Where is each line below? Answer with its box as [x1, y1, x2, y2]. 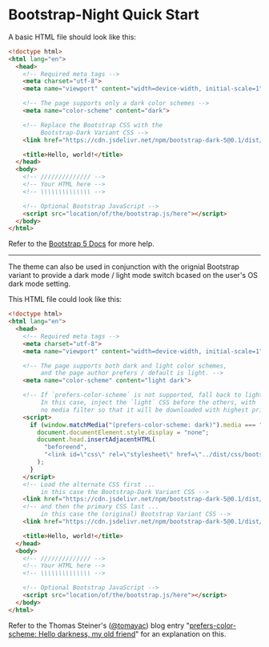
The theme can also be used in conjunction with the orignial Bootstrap [8, 262, 240, 271]
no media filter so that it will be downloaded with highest [40, 406, 249, 414]
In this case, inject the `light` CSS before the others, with [40, 399, 256, 407]
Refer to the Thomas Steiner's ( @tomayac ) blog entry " [8, 621, 190, 630]
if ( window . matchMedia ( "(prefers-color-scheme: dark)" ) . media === [29, 420, 256, 429]
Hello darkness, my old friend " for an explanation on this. [38, 629, 227, 638]
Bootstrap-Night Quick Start [8, 6, 200, 24]
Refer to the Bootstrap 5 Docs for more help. [8, 239, 155, 249]
